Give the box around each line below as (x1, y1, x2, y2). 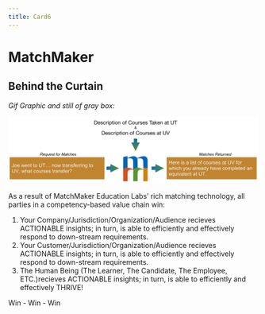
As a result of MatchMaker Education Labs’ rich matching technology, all (8, 191, 245, 200)
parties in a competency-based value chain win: (8, 200, 165, 209)
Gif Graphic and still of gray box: (8, 100, 115, 110)
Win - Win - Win (8, 298, 61, 308)
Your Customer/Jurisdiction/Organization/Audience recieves (19, 240, 217, 250)
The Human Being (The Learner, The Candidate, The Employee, (19, 266, 228, 275)
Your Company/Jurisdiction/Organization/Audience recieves (19, 215, 216, 224)
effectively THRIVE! (19, 282, 83, 292)
